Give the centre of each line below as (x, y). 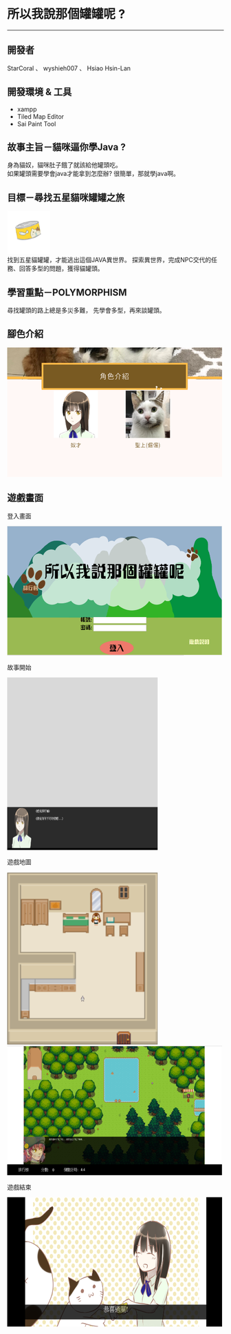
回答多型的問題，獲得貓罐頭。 (61, 268)
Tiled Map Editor (40, 116)
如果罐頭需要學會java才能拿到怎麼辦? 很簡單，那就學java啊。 (93, 174)
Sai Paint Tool (36, 124)
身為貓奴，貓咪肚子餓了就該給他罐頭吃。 (64, 165)
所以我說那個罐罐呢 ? (66, 14)
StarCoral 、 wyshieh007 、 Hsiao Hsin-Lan (69, 68)
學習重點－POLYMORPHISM (67, 292)
